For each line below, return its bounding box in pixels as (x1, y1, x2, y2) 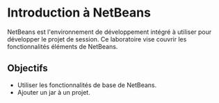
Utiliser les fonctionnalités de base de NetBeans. (17, 81, 157, 89)
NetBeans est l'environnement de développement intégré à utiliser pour (7, 28, 212, 36)
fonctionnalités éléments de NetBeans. (7, 42, 118, 50)
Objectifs (7, 62, 49, 74)
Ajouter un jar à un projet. (17, 88, 90, 96)
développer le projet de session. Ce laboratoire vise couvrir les (7, 35, 187, 43)
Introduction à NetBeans (7, 5, 152, 21)
